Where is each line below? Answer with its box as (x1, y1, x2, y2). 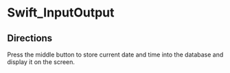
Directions (7, 32, 53, 44)
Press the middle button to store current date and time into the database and (7, 50, 224, 59)
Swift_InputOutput (7, 5, 115, 21)
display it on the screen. (7, 58, 76, 66)
